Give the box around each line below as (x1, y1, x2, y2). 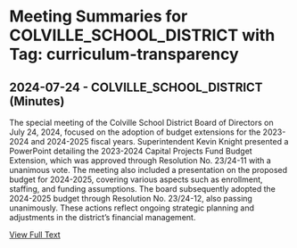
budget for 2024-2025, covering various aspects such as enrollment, (9, 174, 263, 185)
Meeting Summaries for (9, 6, 188, 27)
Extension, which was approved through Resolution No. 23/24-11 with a (9, 155, 272, 166)
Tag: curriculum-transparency (9, 45, 239, 64)
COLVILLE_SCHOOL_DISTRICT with (9, 25, 276, 45)
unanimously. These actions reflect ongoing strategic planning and (9, 203, 255, 213)
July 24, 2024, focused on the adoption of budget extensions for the (9, 127, 261, 137)
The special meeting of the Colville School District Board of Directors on (9, 118, 274, 128)
